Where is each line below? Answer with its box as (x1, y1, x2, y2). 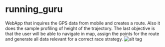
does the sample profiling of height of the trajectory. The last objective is (5, 25, 155, 31)
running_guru (5, 3, 63, 15)
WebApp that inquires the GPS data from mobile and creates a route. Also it (5, 20, 160, 26)
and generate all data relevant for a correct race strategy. (5, 36, 123, 42)
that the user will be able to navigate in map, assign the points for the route (5, 30, 159, 36)
